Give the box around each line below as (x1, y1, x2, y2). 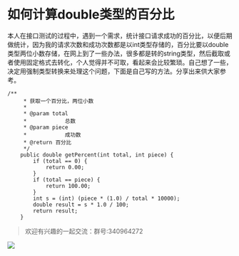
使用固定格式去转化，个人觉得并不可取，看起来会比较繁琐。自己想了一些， (13, 58, 233, 66)
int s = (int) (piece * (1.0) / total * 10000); (33, 195, 180, 202)
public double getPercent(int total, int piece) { (20, 151, 174, 159)
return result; (33, 207, 78, 214)
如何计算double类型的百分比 (7, 6, 175, 23)
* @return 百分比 (23, 139, 72, 146)
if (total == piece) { (33, 176, 101, 183)
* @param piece (23, 124, 69, 131)
